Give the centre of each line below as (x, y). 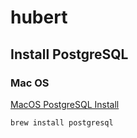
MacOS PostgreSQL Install (65, 104)
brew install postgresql (62, 122)
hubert (39, 17)
